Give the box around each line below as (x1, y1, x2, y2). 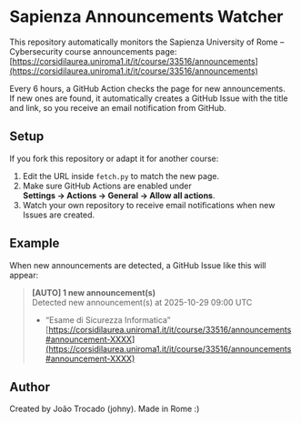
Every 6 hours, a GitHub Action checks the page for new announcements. (9, 83, 286, 94)
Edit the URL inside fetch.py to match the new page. (22, 170, 220, 181)
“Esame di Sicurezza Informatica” (45, 314, 171, 325)
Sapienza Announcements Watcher (9, 6, 284, 27)
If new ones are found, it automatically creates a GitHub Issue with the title (9, 93, 288, 104)
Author (9, 379, 50, 395)
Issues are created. (22, 209, 95, 220)
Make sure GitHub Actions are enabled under (22, 180, 193, 191)
